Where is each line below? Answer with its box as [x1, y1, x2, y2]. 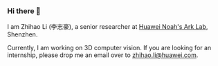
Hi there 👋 [7, 6, 42, 16]
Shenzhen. [7, 30, 38, 38]
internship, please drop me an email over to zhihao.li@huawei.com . [7, 51, 199, 59]
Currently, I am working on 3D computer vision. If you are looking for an [7, 44, 212, 52]
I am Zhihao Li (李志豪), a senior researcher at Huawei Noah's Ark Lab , [7, 23, 208, 31]
